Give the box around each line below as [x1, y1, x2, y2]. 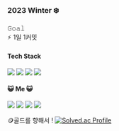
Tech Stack [7, 52, 41, 60]
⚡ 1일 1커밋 [7, 33, 38, 42]
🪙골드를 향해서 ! [7, 115, 54, 125]
